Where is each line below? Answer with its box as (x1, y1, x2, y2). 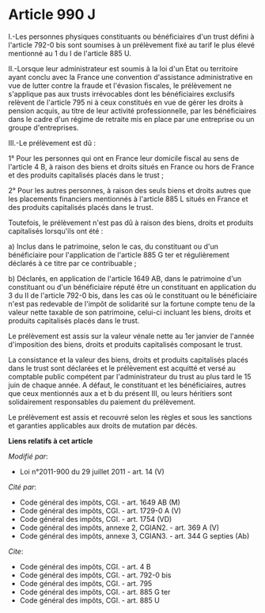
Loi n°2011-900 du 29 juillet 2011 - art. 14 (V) (19, 466, 165, 476)
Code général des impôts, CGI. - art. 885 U (19, 596, 160, 605)
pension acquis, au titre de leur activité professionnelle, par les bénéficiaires (8, 105, 257, 116)
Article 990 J (8, 6, 97, 24)
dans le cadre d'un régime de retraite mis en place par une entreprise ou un (8, 114, 255, 124)
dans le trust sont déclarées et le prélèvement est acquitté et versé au (8, 363, 236, 373)
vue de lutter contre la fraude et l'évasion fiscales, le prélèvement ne (8, 81, 232, 90)
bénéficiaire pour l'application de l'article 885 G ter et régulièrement (8, 249, 229, 259)
